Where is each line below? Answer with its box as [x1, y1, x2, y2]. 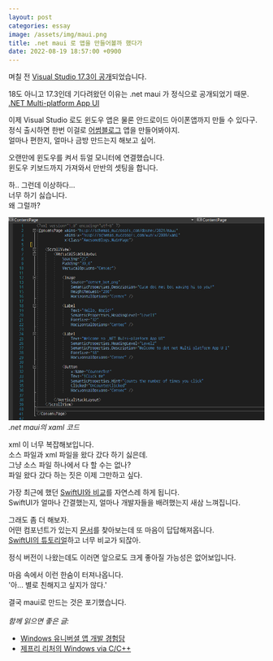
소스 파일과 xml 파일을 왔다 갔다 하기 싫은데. [8, 449, 148, 459]
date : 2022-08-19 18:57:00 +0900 [8, 47, 122, 56]
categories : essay [8, 21, 71, 30]
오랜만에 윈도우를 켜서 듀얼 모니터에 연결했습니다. [8, 153, 165, 163]
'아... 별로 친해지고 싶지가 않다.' [8, 580, 107, 589]
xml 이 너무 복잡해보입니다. [8, 440, 94, 449]
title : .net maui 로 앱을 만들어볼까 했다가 [8, 39, 143, 47]
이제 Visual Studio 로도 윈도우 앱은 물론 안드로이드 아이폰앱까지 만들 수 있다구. [8, 115, 258, 125]
